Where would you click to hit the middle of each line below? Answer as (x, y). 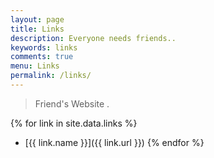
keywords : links (44, 47)
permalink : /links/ (51, 76)
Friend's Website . (72, 103)
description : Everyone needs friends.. (93, 38)
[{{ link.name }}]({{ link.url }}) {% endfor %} (114, 142)
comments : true (42, 57)
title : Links (37, 29)
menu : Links (35, 66)
